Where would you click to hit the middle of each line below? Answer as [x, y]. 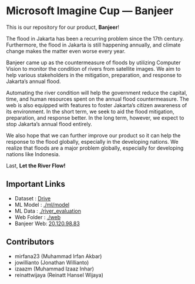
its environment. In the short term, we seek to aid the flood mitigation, [90, 111]
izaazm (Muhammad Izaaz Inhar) [54, 269]
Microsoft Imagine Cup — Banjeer [90, 11]
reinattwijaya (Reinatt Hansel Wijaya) [59, 275]
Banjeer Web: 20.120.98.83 [47, 223]
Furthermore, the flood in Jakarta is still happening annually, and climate [93, 45]
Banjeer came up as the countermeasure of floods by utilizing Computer [93, 62]
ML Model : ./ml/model [42, 204]
